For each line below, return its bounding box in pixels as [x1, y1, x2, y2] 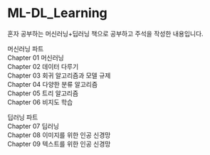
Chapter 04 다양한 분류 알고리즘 [7, 80, 98, 88]
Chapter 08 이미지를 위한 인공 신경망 [7, 130, 111, 139]
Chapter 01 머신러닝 [7, 53, 64, 62]
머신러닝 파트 [7, 44, 44, 53]
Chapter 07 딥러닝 [7, 122, 59, 130]
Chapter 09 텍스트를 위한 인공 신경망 [7, 139, 111, 148]
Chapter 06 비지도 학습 [7, 97, 73, 106]
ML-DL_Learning [7, 5, 108, 21]
